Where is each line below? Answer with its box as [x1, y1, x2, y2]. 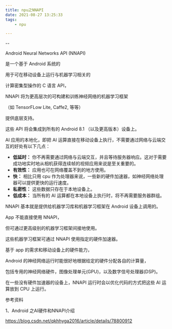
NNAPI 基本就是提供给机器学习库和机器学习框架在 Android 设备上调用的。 [5, 203, 161, 210]
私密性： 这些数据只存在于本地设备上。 [12, 186, 95, 192]
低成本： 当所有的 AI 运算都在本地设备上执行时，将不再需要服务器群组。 [12, 192, 165, 199]
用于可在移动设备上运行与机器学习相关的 [5, 72, 91, 78]
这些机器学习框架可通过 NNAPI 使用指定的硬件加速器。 [5, 236, 121, 242]
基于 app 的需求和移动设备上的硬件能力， [5, 247, 92, 253]
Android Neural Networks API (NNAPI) [5, 50, 86, 56]
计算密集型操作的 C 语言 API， [5, 82, 69, 89]
